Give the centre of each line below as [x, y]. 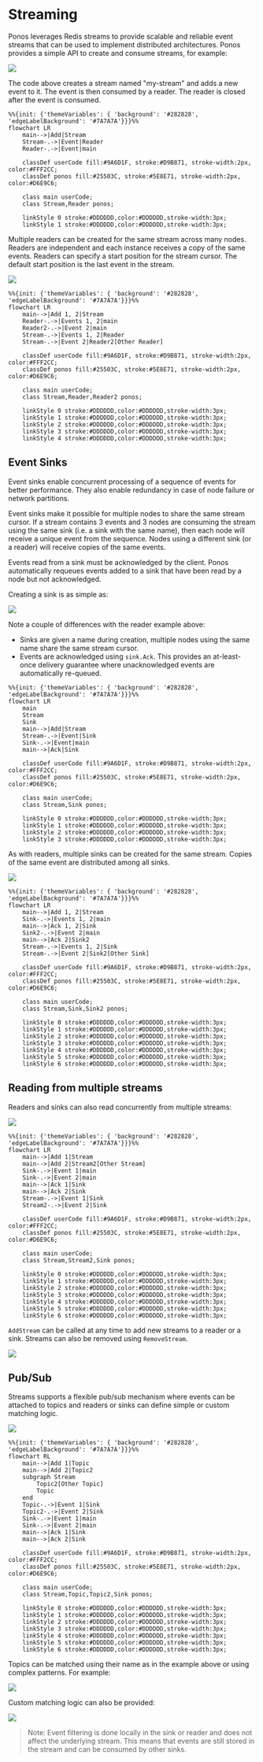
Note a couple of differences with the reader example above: [107, 624]
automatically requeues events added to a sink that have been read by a [125, 571]
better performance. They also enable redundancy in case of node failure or [131, 489]
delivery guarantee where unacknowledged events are [126, 664]
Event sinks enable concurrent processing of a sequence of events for [122, 481]
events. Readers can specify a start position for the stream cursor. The [123, 256]
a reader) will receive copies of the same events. [87, 547]
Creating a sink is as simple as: [58, 594]
